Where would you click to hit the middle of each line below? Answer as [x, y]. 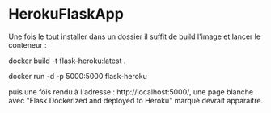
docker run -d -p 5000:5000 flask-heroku [78, 76]
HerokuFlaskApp [66, 14]
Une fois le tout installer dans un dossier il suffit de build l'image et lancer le [135, 36]
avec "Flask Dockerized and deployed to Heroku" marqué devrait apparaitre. [136, 100]
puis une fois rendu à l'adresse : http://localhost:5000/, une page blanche [131, 92]
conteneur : [28, 44]
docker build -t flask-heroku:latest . [67, 61]
